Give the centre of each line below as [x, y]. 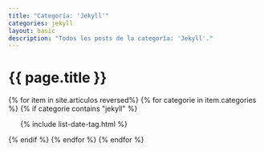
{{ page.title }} [58, 78]
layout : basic [32, 31]
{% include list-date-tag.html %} [74, 124]
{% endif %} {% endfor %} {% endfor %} [76, 140]
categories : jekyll [41, 23]
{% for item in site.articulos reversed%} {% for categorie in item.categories [132, 100]
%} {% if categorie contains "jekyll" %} [73, 108]
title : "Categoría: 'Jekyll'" [59, 16]
